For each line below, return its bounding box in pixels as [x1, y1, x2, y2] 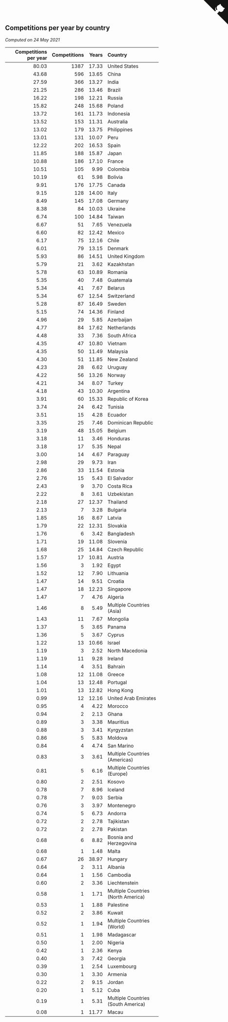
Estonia [107, 467, 125, 473]
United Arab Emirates [107, 695, 156, 702]
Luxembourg [107, 963, 137, 970]
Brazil [107, 86, 121, 93]
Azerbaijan [107, 316, 133, 323]
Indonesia [107, 110, 130, 117]
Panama [107, 623, 127, 630]
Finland [107, 308, 125, 315]
